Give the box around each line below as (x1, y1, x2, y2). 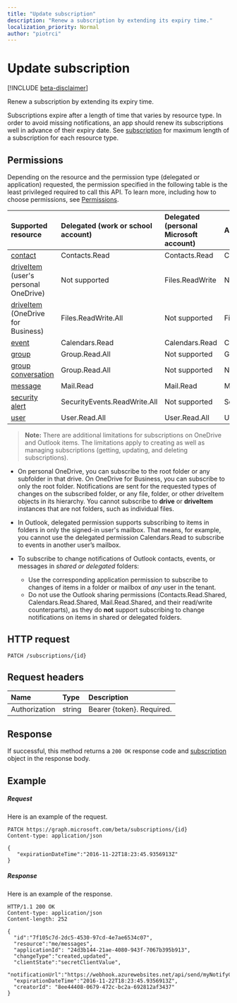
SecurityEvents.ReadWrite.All (61, 397, 158, 407)
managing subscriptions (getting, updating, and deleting (24, 446, 188, 454)
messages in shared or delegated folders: (17, 562, 140, 570)
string (62, 704, 82, 714)
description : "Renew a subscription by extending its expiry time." (7, 17, 213, 24)
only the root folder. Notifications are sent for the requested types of (17, 482, 217, 491)
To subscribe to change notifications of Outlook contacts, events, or (17, 555, 216, 563)
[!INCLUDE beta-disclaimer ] (7, 84, 88, 92)
